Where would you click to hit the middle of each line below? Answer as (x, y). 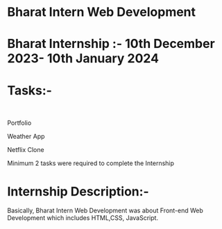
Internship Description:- (78, 191)
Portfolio (19, 123)
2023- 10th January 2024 (83, 59)
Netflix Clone (26, 150)
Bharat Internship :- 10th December (111, 44)
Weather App (26, 137)
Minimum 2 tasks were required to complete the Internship (91, 163)
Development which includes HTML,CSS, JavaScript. (83, 218)
